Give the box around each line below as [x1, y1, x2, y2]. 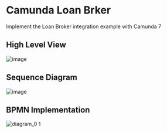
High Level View [6, 40, 66, 50]
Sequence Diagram [6, 73, 77, 83]
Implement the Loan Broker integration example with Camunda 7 [6, 23, 162, 30]
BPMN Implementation [6, 105, 90, 115]
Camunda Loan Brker [6, 4, 111, 17]
